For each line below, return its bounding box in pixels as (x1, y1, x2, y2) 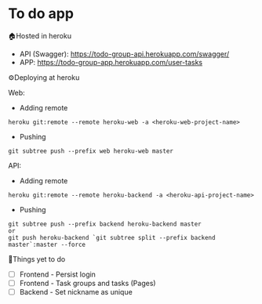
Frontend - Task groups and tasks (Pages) (19, 279, 156, 288)
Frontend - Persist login (19, 270, 96, 279)
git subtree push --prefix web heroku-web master (8, 147, 174, 155)
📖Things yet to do (8, 254, 66, 263)
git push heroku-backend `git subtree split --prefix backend (8, 233, 216, 241)
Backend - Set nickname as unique (19, 288, 133, 297)
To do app (8, 5, 75, 23)
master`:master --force (8, 241, 86, 248)
